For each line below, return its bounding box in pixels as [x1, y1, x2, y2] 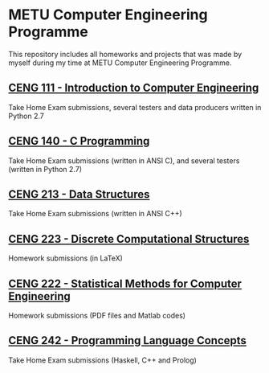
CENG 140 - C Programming [8, 134, 150, 148]
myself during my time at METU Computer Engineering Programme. [8, 58, 232, 68]
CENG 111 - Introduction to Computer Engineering [8, 81, 259, 95]
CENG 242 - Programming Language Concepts [8, 334, 247, 347]
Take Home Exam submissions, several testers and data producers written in [8, 102, 262, 112]
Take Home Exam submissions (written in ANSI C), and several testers [8, 155, 240, 166]
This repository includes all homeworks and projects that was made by [8, 49, 243, 59]
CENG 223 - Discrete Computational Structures [8, 232, 250, 246]
